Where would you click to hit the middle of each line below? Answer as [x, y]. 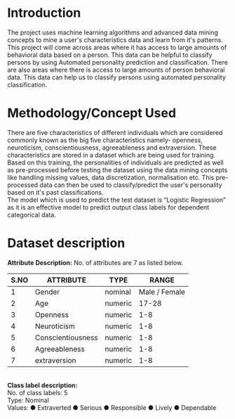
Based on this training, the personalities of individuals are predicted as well [115, 162]
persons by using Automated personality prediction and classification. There [117, 62]
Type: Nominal [28, 400]
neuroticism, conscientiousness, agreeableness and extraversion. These [112, 147]
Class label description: [42, 385]
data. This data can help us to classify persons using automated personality [117, 77]
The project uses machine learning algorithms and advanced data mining [113, 32]
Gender [47, 292]
